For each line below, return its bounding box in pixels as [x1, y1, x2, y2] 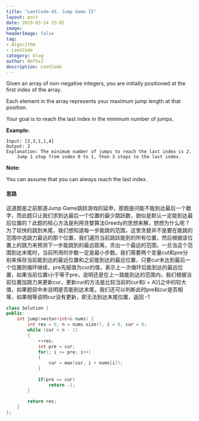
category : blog [6, 53, 44, 59]
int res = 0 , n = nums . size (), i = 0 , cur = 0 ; [27, 322, 147, 327]
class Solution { [6, 305, 49, 311]
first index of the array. [6, 86, 62, 94]
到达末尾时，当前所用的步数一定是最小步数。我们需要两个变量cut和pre [11, 249, 183, 256]
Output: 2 [6, 143, 31, 150]
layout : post [6, 14, 38, 20]
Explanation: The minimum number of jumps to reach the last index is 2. [6, 149, 192, 155]
